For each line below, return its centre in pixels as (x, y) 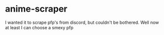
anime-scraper (36, 9)
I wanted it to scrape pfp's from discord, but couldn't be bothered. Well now (82, 22)
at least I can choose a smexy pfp (39, 27)
